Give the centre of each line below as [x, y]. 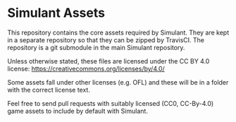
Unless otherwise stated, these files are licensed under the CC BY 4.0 [108, 61]
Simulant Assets [56, 13]
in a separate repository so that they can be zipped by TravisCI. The [106, 39]
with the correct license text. [49, 90]
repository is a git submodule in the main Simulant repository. [96, 47]
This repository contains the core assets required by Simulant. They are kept [118, 32]
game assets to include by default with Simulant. [77, 111]
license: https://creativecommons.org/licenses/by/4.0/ [86, 68]
